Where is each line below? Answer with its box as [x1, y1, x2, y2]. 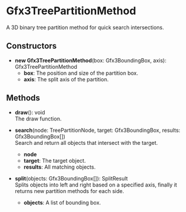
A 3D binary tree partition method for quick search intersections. [6, 24, 165, 31]
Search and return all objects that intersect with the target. [14, 139, 158, 146]
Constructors [6, 41, 57, 51]
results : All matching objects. [23, 163, 96, 170]
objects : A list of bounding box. [23, 199, 101, 206]
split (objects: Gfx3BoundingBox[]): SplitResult [14, 175, 128, 182]
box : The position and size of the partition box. [23, 69, 138, 77]
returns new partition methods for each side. [14, 187, 124, 194]
